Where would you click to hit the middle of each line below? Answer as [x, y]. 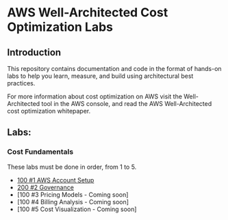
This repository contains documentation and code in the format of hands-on [114, 69]
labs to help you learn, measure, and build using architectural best [100, 76]
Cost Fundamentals [40, 152]
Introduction [34, 52]
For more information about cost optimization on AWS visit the [95, 96]
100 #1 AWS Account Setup [55, 180]
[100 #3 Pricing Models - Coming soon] [73, 194]
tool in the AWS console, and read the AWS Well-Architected [127, 104]
